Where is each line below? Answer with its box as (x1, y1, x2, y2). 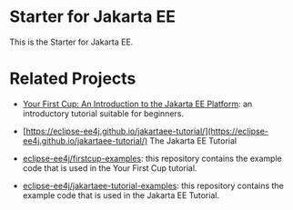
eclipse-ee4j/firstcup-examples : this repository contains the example (22, 153, 282, 164)
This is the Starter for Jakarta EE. (9, 36, 134, 47)
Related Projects (9, 68, 136, 89)
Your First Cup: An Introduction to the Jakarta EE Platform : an (22, 98, 253, 109)
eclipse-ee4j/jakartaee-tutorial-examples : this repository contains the (22, 180, 284, 191)
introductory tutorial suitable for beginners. (22, 107, 185, 119)
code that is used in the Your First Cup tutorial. (22, 162, 197, 174)
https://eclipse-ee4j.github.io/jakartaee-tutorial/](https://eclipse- (25, 125, 268, 136)
